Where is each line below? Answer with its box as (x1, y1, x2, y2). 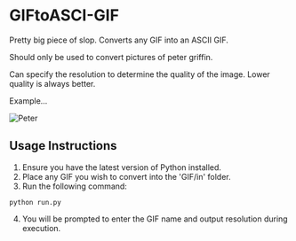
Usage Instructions (9, 138, 117, 153)
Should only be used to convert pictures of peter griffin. (9, 51, 213, 62)
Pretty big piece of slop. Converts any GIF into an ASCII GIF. (9, 35, 229, 45)
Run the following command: (21, 181, 127, 191)
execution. (21, 222, 61, 233)
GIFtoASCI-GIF (9, 5, 120, 26)
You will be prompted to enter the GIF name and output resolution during (21, 214, 288, 224)
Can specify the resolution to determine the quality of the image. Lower (9, 68, 271, 80)
